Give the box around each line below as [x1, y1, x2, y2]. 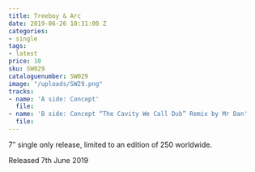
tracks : [8, 87, 35, 96]
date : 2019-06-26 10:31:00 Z [8, 19, 107, 28]
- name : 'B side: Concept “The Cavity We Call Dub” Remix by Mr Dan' [8, 110, 249, 118]
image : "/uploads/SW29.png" [8, 80, 104, 88]
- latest [8, 49, 38, 58]
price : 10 [8, 58, 42, 66]
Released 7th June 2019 [8, 155, 89, 165]
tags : [8, 42, 27, 50]
